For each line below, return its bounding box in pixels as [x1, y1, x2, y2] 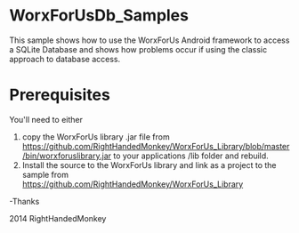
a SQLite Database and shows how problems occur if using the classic [9, 44, 268, 54]
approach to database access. [9, 53, 121, 64]
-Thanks [9, 196, 40, 206]
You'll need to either [9, 114, 83, 125]
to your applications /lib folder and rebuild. [112, 150, 269, 161]
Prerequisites [9, 85, 111, 105]
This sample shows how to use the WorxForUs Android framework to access [9, 35, 290, 45]
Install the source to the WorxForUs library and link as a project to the [21, 159, 278, 170]
